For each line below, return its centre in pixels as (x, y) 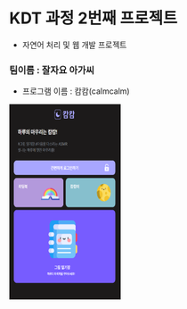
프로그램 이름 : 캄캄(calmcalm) (76, 91)
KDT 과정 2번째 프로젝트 (93, 18)
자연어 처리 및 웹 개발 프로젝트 (74, 45)
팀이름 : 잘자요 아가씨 (52, 70)
